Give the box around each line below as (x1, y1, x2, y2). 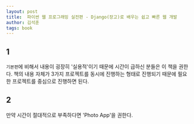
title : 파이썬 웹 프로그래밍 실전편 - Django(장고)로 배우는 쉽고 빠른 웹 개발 (6, 14, 178, 20)
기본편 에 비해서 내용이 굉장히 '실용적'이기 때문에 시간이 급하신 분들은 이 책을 (6, 63, 178, 71)
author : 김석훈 (6, 19, 40, 25)
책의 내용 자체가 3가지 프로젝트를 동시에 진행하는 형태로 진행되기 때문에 (13, 71, 177, 78)
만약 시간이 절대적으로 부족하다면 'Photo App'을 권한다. (6, 111, 133, 118)
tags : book (6, 25, 33, 31)
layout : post (6, 8, 38, 15)
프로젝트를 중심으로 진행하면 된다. (12, 78, 89, 85)
